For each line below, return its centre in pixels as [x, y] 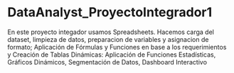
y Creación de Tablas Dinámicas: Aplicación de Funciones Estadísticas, [112, 55]
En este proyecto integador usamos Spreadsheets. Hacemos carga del [111, 32]
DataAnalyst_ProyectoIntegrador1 [110, 12]
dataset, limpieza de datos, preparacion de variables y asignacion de [108, 39]
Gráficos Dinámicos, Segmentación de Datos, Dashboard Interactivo [107, 62]
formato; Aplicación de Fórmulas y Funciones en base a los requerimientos [117, 47]
